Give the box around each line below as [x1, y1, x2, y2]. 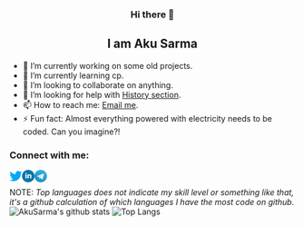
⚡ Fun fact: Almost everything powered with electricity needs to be [22, 113, 272, 123]
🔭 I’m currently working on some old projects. [22, 60, 193, 71]
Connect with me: [9, 149, 90, 162]
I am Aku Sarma [107, 36, 198, 52]
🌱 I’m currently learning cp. [22, 70, 124, 81]
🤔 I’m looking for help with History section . [22, 89, 181, 100]
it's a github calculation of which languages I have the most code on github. [9, 197, 295, 208]
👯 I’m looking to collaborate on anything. [22, 79, 174, 90]
